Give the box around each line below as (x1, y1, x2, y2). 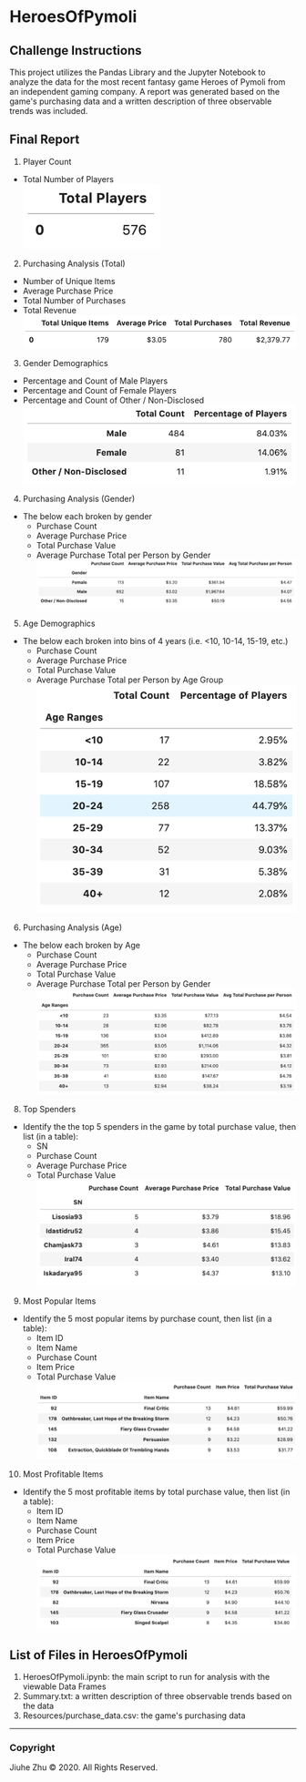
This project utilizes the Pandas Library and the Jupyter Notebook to (9, 67, 266, 77)
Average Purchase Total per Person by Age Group (36, 674, 224, 685)
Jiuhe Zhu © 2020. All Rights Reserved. (9, 1762, 158, 1773)
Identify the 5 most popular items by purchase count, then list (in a (22, 1313, 272, 1324)
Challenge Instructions (9, 43, 143, 58)
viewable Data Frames (22, 1681, 107, 1692)
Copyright (9, 1742, 56, 1755)
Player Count (22, 156, 72, 167)
